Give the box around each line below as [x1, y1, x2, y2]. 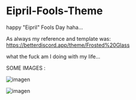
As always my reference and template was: [6, 35, 111, 42]
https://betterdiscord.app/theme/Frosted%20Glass [6, 41, 130, 49]
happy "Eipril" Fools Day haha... [6, 24, 83, 31]
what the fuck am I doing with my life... [6, 53, 101, 60]
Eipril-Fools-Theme [6, 4, 103, 18]
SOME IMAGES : [6, 64, 46, 72]
